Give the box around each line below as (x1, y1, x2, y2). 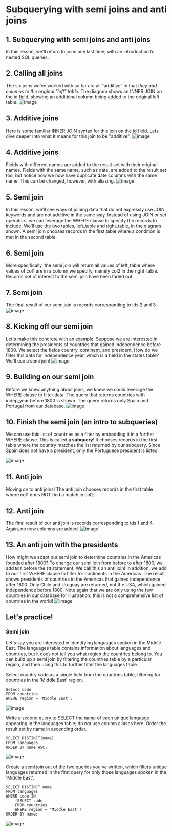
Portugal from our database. (6, 403, 66, 409)
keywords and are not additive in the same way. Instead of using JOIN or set (6, 212, 167, 218)
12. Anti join (6, 507, 44, 515)
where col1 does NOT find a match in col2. (6, 492, 95, 498)
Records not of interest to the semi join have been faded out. (6, 274, 134, 280)
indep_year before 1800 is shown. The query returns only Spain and (6, 397, 149, 403)
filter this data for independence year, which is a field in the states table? (6, 352, 159, 358)
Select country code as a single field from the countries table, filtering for (6, 672, 161, 678)
